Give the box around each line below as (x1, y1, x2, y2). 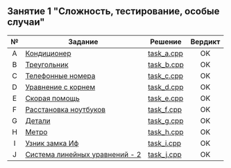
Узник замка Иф (25, 138, 79, 148)
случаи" (7, 17, 45, 28)
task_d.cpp (148, 82, 184, 92)
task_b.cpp (148, 59, 184, 69)
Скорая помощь (25, 93, 80, 103)
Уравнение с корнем (25, 82, 96, 92)
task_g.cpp (148, 115, 184, 125)
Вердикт (190, 37, 221, 46)
